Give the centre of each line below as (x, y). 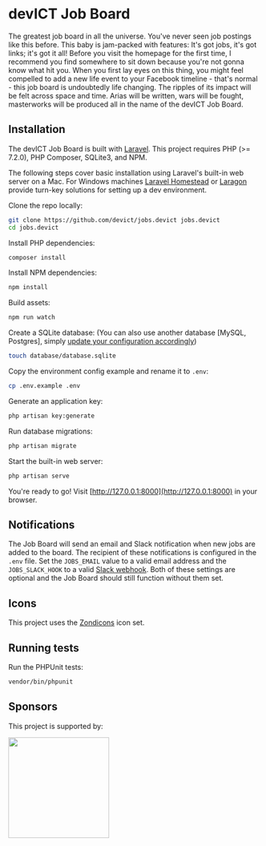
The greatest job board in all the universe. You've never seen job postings (130, 36)
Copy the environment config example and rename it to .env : (109, 371)
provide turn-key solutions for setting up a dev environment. (107, 190)
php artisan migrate (43, 445)
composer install (37, 257)
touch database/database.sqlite (62, 356)
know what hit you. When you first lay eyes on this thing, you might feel (126, 70)
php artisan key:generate (51, 416)
